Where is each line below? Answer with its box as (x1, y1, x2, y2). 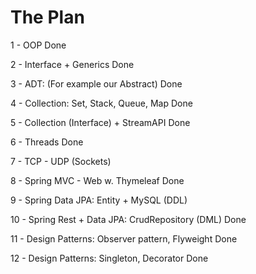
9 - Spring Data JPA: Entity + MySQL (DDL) (10, 194, 188, 206)
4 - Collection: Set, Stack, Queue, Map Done (10, 97, 193, 109)
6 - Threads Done (10, 136, 84, 148)
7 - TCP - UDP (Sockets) (10, 155, 112, 167)
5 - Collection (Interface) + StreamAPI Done (10, 116, 191, 128)
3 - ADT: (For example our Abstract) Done (10, 77, 183, 90)
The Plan (10, 6, 85, 29)
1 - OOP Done (10, 39, 67, 51)
